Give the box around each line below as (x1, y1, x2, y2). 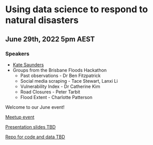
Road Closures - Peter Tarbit (20, 88, 81, 95)
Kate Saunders (12, 61, 44, 67)
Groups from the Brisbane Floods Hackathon (12, 67, 107, 73)
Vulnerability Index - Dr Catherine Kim (20, 83, 100, 89)
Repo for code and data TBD (5, 134, 65, 140)
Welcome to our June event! (5, 104, 65, 110)
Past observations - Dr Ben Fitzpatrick (20, 72, 101, 79)
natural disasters (5, 14, 79, 26)
